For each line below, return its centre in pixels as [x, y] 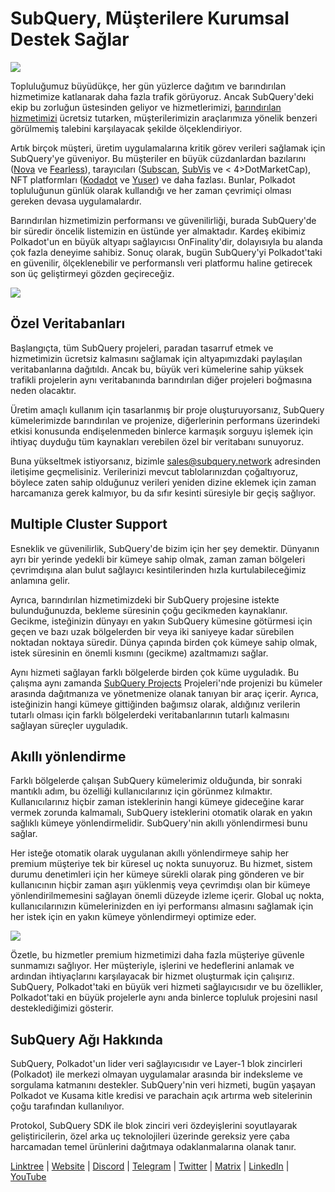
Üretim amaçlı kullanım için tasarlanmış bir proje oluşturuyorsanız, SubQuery [167, 409]
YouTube [28, 1177]
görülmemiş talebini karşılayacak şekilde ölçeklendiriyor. [126, 128]
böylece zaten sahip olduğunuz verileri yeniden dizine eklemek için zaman [163, 482]
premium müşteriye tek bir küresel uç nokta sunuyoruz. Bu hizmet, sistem [161, 864]
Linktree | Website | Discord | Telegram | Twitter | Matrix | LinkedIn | [150, 1166]
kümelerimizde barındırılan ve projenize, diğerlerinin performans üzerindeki [165, 420]
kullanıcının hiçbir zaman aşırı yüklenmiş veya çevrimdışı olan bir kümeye [160, 885]
